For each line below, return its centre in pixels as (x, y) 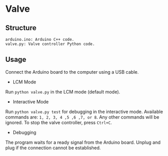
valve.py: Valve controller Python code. (50, 44)
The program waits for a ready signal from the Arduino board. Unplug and (83, 142)
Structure (21, 28)
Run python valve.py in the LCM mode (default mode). (63, 92)
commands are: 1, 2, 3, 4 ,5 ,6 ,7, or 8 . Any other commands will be (82, 117)
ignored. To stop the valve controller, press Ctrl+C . (59, 122)
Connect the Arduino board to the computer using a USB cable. (72, 72)
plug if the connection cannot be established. (53, 148)
